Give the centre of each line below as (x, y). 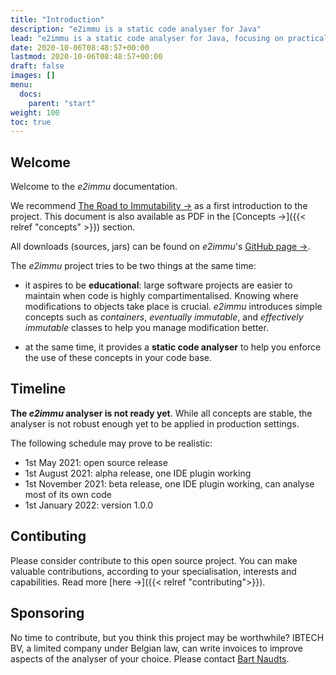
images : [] (33, 76)
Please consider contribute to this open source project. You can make (154, 560)
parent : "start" (62, 103)
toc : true (31, 122)
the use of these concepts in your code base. (118, 358)
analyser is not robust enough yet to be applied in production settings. (155, 423)
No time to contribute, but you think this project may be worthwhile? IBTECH (167, 637)
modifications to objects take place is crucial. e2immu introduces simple (173, 307)
